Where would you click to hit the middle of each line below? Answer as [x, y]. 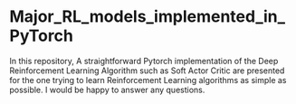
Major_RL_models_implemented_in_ [148, 17]
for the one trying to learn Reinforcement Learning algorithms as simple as [148, 80]
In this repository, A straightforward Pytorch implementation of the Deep [144, 61]
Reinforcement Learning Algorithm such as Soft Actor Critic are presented [147, 71]
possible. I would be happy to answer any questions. [107, 90]
